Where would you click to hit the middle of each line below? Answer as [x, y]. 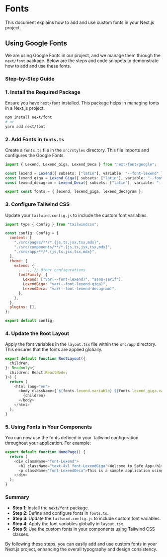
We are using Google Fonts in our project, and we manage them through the [83, 55]
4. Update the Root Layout [37, 333]
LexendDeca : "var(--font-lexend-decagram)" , [70, 289]
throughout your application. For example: [48, 443]
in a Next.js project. [25, 108]
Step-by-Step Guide [30, 79]
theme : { [19, 261]
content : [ [21, 238]
